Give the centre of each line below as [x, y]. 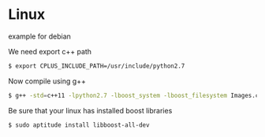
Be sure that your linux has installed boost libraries [90, 110]
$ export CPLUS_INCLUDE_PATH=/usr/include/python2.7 [97, 66]
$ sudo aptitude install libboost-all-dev [79, 125]
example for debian [39, 36]
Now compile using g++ [47, 81]
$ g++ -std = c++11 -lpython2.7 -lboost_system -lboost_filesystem [118, 95]
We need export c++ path [50, 51]
